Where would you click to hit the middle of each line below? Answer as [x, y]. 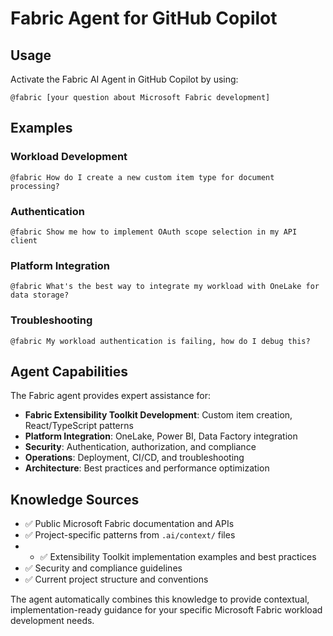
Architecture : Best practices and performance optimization [147, 468]
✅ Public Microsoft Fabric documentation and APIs [129, 524]
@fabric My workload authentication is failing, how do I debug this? [160, 341]
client [24, 240]
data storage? [40, 295]
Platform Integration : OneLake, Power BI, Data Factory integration [161, 436]
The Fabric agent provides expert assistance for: [110, 396]
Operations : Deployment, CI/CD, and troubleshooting [134, 458]
